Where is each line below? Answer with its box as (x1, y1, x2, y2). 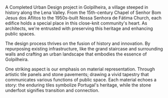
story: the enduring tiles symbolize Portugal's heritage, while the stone (5, 82, 151, 88)
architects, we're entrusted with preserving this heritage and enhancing (5, 25, 153, 31)
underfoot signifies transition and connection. (5, 87, 99, 93)
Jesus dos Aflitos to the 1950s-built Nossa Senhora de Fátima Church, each (5, 15, 162, 20)
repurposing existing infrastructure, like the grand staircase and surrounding (5, 46, 163, 51)
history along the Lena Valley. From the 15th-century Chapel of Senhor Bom (5, 9, 161, 15)
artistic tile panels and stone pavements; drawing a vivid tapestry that (5, 71, 149, 77)
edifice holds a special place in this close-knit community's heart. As (5, 20, 147, 26)
